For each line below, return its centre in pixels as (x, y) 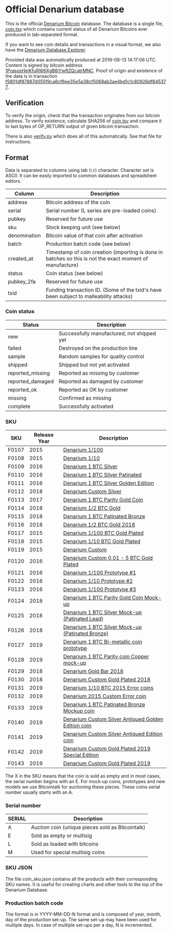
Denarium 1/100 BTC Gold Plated (103, 533)
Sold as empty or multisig (61, 836)
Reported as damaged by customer (101, 381)
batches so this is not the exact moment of (97, 258)
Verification (25, 103)
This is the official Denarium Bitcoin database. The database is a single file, (84, 24)
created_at (21, 258)
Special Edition (81, 755)
